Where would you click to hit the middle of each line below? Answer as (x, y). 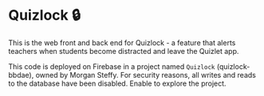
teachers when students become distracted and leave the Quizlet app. (124, 51)
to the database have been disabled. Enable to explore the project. (117, 83)
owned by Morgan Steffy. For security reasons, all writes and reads (146, 75)
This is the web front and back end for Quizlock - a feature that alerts (122, 42)
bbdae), (21, 75)
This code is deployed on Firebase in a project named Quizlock (112, 66)
